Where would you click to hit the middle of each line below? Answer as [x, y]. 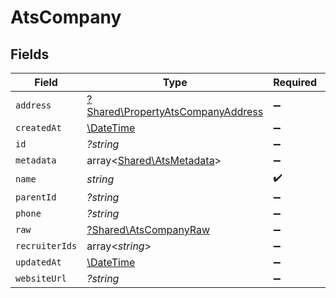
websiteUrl [41, 278]
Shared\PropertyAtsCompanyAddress [175, 111]
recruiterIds [46, 246]
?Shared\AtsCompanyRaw [148, 229]
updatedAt [38, 262]
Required [295, 82]
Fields [30, 54]
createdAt [38, 127]
